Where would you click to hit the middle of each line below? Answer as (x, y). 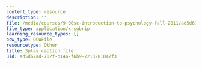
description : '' (26, 17)
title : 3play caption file (40, 51)
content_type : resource (36, 12)
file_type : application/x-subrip (48, 28)
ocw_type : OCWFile (29, 40)
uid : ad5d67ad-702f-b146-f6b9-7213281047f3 (62, 56)
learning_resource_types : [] (43, 34)
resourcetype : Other (32, 46)
